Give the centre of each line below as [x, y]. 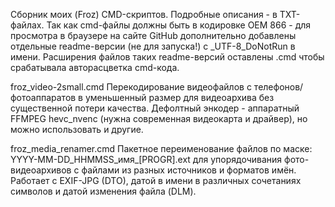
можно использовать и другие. [77, 129]
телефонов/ [278, 87]
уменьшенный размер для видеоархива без [179, 97]
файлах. [27, 25]
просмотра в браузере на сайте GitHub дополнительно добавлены [153, 35]
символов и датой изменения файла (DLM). [103, 191]
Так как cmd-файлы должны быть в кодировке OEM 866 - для [179, 25]
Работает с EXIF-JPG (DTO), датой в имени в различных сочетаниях [156, 180]
